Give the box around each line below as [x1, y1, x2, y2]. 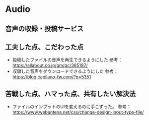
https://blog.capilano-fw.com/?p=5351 [12, 74, 91, 80]
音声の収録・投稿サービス [5, 24, 83, 33]
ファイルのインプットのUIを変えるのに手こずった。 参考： [12, 104, 131, 110]
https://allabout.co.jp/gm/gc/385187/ [12, 62, 88, 68]
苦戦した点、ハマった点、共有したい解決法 [5, 89, 136, 98]
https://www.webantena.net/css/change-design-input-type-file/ [12, 109, 144, 115]
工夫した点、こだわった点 [5, 43, 83, 51]
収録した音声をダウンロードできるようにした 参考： [12, 68, 118, 74]
